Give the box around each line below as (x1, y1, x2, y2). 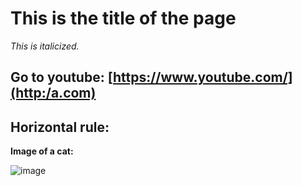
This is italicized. (10, 40, 80, 52)
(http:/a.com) (10, 85, 97, 102)
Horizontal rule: (10, 118, 110, 136)
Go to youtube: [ (10, 69, 113, 86)
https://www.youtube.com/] (112, 69, 293, 86)
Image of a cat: (10, 145, 74, 157)
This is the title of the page (10, 7, 237, 30)
